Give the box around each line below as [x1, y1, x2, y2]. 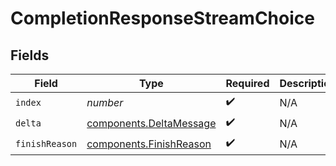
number [86, 95, 124, 109]
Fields [10, 47, 50, 64]
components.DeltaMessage [86, 116, 217, 130]
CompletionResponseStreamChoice [10, 7, 315, 30]
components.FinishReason [86, 137, 212, 151]
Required [225, 77, 270, 90]
